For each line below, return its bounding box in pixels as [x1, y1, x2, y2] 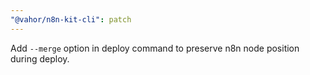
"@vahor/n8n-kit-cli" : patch [10, 14, 132, 25]
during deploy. [10, 52, 70, 65]
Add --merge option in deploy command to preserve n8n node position [10, 42, 300, 54]
